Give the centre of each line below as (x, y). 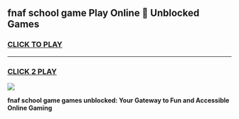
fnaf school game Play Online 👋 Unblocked (103, 13)
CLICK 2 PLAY (32, 71)
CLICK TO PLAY (35, 45)
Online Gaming (30, 108)
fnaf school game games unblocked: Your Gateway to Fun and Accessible (118, 100)
